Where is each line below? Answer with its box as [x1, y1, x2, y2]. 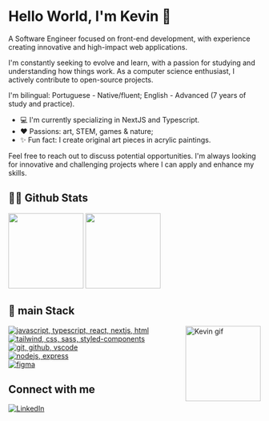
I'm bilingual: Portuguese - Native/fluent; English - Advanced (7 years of [8, 90, 247, 99]
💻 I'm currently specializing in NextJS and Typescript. [19, 115, 200, 124]
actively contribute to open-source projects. [8, 75, 154, 84]
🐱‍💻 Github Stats [8, 192, 89, 205]
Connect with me [8, 383, 96, 396]
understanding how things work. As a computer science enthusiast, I [8, 66, 235, 75]
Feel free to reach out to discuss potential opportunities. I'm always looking [8, 151, 256, 160]
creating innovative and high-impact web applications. [8, 42, 188, 51]
